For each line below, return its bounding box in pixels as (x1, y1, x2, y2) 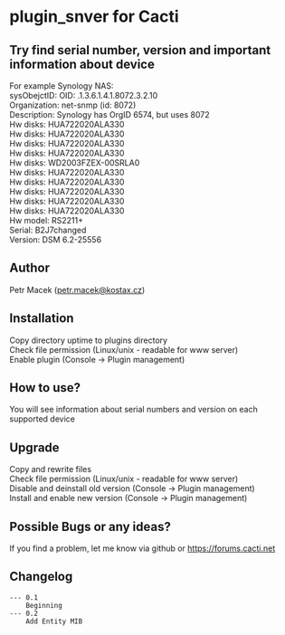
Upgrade (9, 440, 61, 455)
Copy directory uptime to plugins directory (9, 335, 168, 346)
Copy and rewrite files (9, 464, 92, 475)
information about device (9, 56, 156, 71)
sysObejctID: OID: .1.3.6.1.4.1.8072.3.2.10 (9, 90, 158, 100)
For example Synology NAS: (9, 81, 114, 91)
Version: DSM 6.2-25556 (9, 234, 102, 245)
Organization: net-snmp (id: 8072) (9, 100, 137, 110)
